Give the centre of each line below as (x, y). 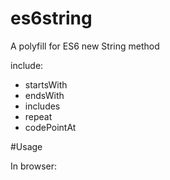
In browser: (34, 166)
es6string (51, 18)
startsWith (46, 84)
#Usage (26, 146)
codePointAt (50, 127)
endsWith (44, 95)
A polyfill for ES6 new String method (85, 46)
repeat (38, 116)
